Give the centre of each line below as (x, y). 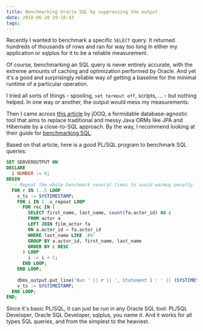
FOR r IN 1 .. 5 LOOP (36, 190)
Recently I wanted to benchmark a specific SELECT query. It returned (91, 40)
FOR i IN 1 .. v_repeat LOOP (51, 202)
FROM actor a (44, 219)
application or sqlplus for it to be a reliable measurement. (77, 53)
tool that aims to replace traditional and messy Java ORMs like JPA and (95, 120)
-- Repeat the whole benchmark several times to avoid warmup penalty (102, 185)
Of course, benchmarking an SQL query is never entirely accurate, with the (100, 65)
